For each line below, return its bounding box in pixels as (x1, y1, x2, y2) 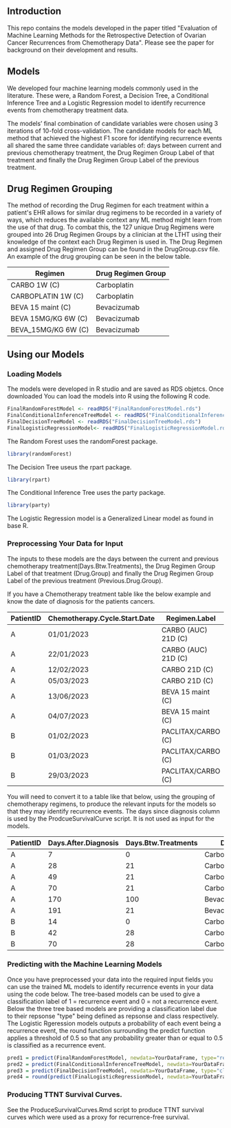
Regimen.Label (166, 613, 217, 623)
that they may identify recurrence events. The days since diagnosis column (7, 807, 220, 815)
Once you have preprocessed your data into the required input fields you (7, 975, 213, 983)
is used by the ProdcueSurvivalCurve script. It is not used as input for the (7, 814, 214, 822)
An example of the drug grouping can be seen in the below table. (7, 253, 191, 261)
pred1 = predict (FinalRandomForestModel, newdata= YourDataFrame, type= (7, 1054, 217, 1061)
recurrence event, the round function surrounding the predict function (7, 1026, 206, 1034)
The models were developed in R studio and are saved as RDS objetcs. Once (7, 385, 224, 393)
